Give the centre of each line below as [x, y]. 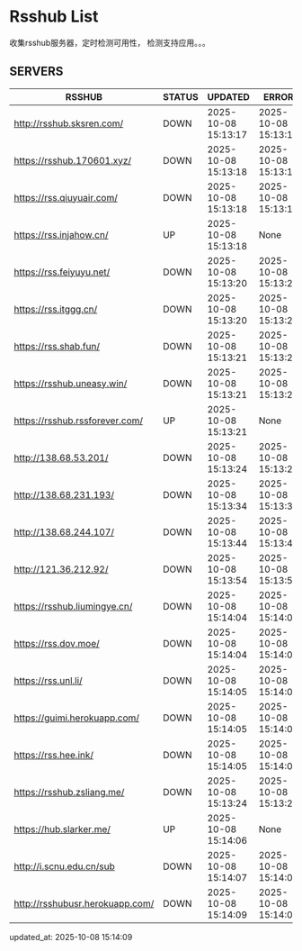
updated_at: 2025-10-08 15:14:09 [71, 937]
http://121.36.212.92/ [61, 569]
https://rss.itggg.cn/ [56, 309]
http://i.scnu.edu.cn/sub [64, 866]
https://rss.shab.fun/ [57, 346]
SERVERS [36, 72]
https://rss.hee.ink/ [54, 755]
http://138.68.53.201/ [61, 457]
